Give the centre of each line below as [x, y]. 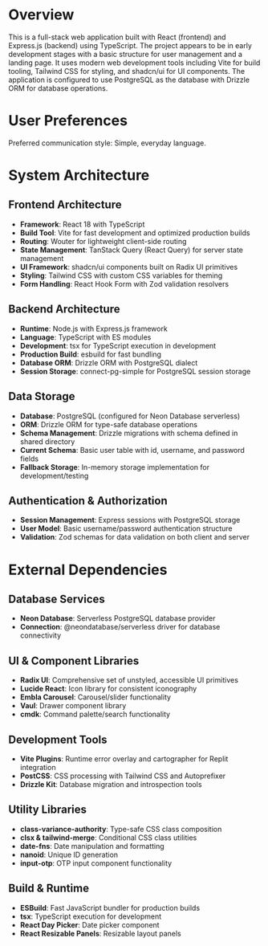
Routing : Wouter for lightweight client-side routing [103, 241]
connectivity [41, 635]
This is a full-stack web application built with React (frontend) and [117, 37]
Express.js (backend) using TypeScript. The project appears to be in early [130, 45]
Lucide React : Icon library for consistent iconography [108, 689]
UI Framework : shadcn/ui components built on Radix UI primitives [129, 267]
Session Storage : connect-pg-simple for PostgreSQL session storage [135, 371]
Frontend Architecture [65, 205]
